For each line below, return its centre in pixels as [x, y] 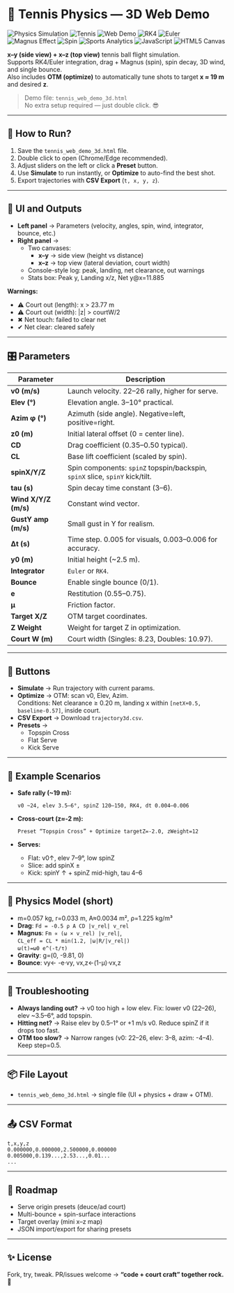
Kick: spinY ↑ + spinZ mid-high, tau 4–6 [85, 873]
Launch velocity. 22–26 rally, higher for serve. [143, 391]
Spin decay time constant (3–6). [120, 488]
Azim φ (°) [29, 418]
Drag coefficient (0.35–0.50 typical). [127, 445]
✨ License [30, 1258]
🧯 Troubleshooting [48, 991]
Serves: [29, 844]
